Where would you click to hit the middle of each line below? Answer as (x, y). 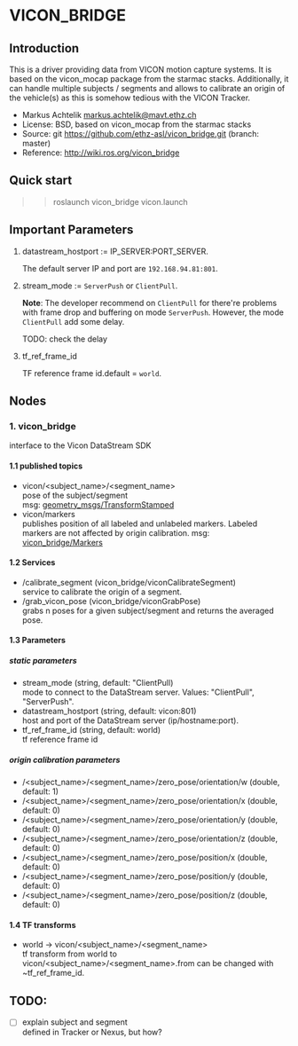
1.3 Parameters (38, 641)
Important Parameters (71, 230)
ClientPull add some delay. (73, 321)
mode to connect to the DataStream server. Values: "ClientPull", (138, 692)
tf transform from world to (70, 954)
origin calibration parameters (65, 759)
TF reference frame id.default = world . (92, 373)
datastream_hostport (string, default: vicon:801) (109, 712)
